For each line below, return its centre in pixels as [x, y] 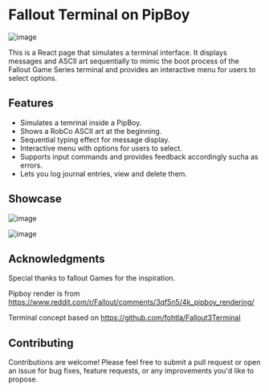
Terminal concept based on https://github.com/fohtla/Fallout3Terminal [124, 317]
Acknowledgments [57, 259]
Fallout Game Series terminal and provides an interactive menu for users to [132, 69]
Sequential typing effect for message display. [95, 139]
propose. [23, 379]
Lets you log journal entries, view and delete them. [103, 173]
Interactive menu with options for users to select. [101, 148]
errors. [31, 165]
